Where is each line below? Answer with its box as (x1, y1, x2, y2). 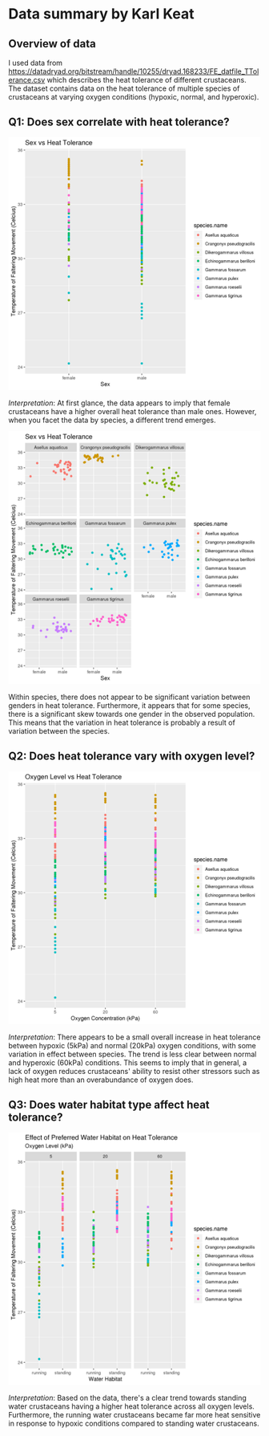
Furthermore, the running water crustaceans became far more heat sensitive (8, 1410, 261, 1420)
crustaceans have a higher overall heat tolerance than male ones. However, (8, 406, 257, 416)
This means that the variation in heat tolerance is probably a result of (8, 718, 236, 727)
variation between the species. (8, 726, 110, 735)
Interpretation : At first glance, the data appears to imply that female (8, 398, 231, 408)
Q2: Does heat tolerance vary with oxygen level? (8, 750, 255, 763)
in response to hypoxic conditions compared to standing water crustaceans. (8, 1418, 259, 1429)
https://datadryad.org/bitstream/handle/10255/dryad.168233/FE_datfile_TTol (8, 67, 259, 76)
